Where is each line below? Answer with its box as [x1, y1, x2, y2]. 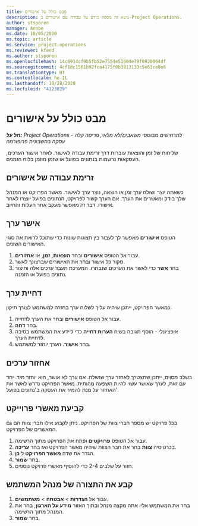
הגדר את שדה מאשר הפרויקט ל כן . [14, 449, 95, 456]
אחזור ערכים [6, 358, 51, 368]
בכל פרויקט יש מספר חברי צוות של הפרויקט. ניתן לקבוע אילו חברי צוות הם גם [6, 419, 178, 426]
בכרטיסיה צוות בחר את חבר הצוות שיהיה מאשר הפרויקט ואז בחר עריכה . [14, 443, 177, 451]
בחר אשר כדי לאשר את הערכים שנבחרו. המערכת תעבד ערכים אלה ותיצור [14, 264, 180, 272]
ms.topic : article [6, 36, 52, 42]
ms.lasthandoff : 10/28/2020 [6, 81, 76, 87]
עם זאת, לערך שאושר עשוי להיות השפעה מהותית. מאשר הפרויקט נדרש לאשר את [6, 380, 186, 387]
